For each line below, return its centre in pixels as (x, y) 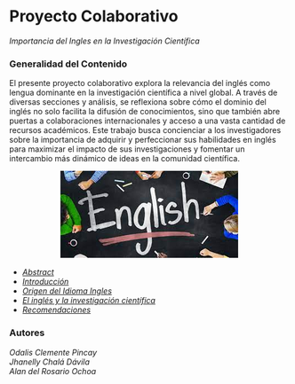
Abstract (38, 272)
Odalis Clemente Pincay (53, 352)
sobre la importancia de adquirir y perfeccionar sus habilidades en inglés (143, 140)
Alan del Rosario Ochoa (53, 371)
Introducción (45, 282)
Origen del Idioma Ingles (67, 291)
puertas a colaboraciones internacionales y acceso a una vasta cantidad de (147, 121)
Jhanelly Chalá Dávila (50, 362)
